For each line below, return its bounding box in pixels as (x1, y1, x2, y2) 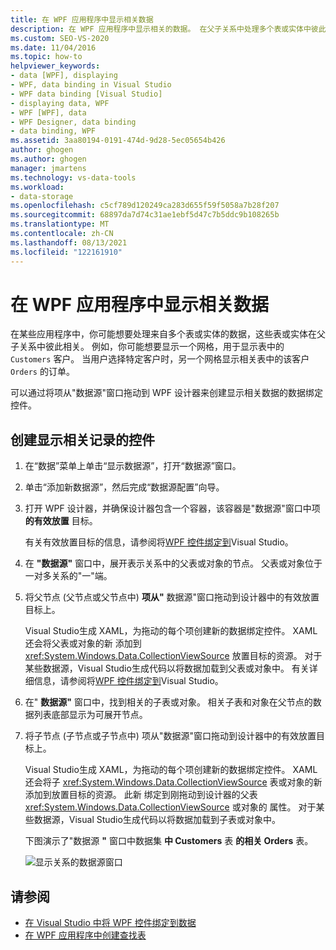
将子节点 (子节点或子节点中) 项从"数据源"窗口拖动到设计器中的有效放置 (24, 730, 317, 742)
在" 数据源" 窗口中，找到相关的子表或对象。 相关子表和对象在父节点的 (24, 696, 313, 708)
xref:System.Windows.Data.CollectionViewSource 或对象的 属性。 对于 (24, 801, 317, 813)
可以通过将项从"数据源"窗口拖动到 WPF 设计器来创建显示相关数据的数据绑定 (10, 387, 323, 399)
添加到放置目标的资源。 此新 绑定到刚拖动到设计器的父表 (24, 789, 258, 801)
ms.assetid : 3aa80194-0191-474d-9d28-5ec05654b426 (10, 136, 226, 146)
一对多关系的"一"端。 (24, 570, 113, 582)
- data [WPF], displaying (10, 71, 118, 81)
